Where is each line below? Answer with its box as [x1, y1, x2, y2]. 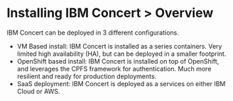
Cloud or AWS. [16, 87, 60, 95]
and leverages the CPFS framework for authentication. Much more [16, 64, 212, 73]
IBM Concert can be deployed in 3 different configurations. [6, 28, 179, 37]
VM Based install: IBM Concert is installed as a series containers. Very [16, 42, 222, 50]
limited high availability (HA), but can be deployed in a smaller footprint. [16, 49, 227, 58]
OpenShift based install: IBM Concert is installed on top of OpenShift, [16, 57, 220, 65]
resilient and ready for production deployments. [16, 72, 157, 81]
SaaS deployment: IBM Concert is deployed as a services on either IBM [16, 79, 226, 88]
